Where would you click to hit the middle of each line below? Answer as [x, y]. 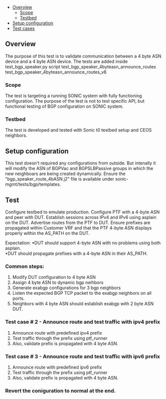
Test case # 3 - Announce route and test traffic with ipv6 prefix [83, 356]
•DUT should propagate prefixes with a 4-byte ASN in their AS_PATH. [76, 253]
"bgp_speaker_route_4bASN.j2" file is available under [60, 179]
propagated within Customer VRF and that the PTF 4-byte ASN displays [79, 228]
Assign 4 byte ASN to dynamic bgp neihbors [58, 283]
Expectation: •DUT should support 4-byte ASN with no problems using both [83, 243]
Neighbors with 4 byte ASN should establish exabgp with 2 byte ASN [83, 304]
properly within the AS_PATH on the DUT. [47, 233]
